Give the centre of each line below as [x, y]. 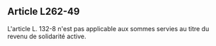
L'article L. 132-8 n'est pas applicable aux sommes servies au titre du [108, 28]
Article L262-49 [44, 12]
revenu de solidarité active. [47, 36]
